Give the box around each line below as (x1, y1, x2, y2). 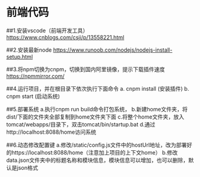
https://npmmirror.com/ (6, 72, 65, 80)
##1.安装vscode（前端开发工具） (6, 27, 88, 34)
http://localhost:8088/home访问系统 (6, 128, 96, 136)
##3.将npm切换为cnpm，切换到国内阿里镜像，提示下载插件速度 (6, 65, 165, 73)
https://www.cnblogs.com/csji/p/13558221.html (6, 33, 124, 41)
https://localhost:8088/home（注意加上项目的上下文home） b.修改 (11, 148, 178, 156)
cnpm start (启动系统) (6, 92, 61, 100)
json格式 (16, 164, 38, 171)
